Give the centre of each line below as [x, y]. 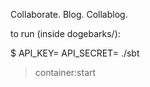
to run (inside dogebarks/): [65, 33]
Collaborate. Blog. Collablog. [69, 14]
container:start [65, 72]
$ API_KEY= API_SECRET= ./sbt [75, 53]
